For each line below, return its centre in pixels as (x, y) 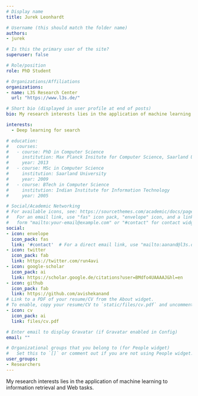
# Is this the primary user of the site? (58, 49)
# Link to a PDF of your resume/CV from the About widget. (80, 299)
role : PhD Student (29, 71)
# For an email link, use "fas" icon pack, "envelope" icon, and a (93, 217)
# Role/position (26, 65)
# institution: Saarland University (57, 174)
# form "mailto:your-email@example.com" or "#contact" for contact (93, 223)
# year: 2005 (27, 196)
